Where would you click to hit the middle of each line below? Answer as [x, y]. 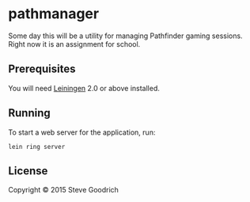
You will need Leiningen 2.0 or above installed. [84, 88]
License [28, 171]
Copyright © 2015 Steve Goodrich [63, 190]
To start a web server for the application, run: [82, 132]
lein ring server [37, 147]
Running [30, 113]
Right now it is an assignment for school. [74, 44]
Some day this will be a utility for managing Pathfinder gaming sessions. [125, 36]
